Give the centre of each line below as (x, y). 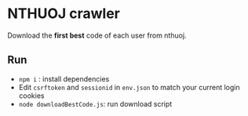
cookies (31, 96)
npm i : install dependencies (64, 78)
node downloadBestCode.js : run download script (95, 103)
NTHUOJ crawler (64, 14)
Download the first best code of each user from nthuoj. (97, 35)
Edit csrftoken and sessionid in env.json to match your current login (129, 87)
